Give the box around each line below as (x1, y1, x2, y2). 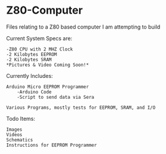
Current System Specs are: (6, 34, 73, 42)
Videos (6, 131, 23, 137)
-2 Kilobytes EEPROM (6, 51, 58, 57)
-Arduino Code (17, 89, 52, 95)
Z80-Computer (6, 4, 83, 17)
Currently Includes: (6, 72, 54, 79)
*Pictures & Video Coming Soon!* (6, 62, 89, 68)
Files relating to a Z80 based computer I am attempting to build (6, 23, 161, 30)
